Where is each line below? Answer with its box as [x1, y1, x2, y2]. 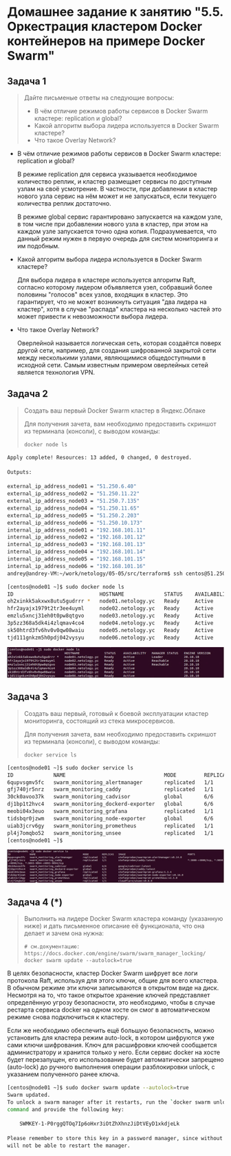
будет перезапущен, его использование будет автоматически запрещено [7, 1056, 224, 1064]
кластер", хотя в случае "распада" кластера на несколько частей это [16, 305, 222, 313]
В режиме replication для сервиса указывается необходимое [16, 170, 197, 178]
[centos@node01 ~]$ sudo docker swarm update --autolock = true [7, 1084, 189, 1091]
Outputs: [7, 468, 32, 475]
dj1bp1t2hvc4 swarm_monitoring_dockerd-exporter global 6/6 [7, 800, 214, 808]
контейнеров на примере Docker [7, 34, 206, 49]
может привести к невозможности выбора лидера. [16, 312, 168, 320]
